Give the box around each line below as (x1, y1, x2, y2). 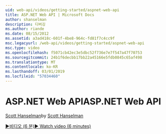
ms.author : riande (5, 26, 44, 32)
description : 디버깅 (5, 21, 46, 27)
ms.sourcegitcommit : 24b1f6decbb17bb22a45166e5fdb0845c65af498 (5, 55, 143, 60)
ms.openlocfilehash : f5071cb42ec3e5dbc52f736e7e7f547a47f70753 (5, 50, 143, 55)
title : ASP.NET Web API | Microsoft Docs (5, 12, 95, 17)
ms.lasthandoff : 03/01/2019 (5, 69, 65, 74)
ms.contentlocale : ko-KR (5, 64, 58, 69)
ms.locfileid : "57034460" (5, 74, 60, 79)
